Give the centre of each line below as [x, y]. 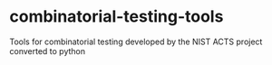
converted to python [48, 51]
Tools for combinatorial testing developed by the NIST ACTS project [136, 42]
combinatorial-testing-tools [117, 17]
